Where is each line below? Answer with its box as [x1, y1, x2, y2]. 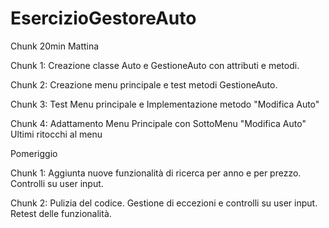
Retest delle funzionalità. [10, 207, 112, 219]
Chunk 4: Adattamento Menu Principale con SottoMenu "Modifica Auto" [10, 117, 307, 129]
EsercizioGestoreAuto [10, 7, 197, 30]
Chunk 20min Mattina [10, 40, 100, 52]
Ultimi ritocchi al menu [10, 128, 103, 140]
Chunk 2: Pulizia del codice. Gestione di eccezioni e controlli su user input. [10, 197, 318, 209]
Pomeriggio [10, 147, 58, 159]
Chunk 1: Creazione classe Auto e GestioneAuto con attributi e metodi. [10, 59, 300, 71]
